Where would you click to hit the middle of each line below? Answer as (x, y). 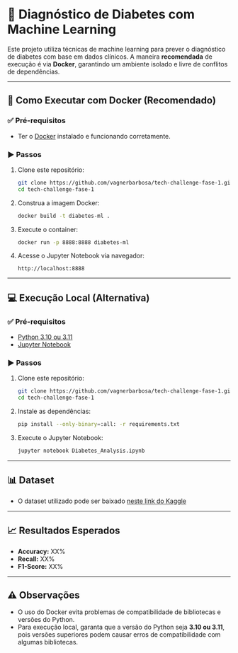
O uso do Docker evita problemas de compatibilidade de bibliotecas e (119, 612)
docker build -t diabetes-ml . (64, 216)
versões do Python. (46, 620)
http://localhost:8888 (51, 269)
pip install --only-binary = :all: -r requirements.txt (98, 424)
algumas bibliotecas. (48, 642)
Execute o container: (48, 229)
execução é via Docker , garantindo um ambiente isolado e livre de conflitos (118, 64)
